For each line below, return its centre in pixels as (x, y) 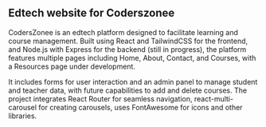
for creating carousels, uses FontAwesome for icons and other (141, 107)
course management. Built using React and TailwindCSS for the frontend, (128, 41)
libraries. (23, 116)
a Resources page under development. (72, 66)
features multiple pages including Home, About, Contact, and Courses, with (132, 58)
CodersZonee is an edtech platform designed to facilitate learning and (123, 32)
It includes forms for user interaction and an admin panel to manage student (133, 81)
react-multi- (213, 98)
